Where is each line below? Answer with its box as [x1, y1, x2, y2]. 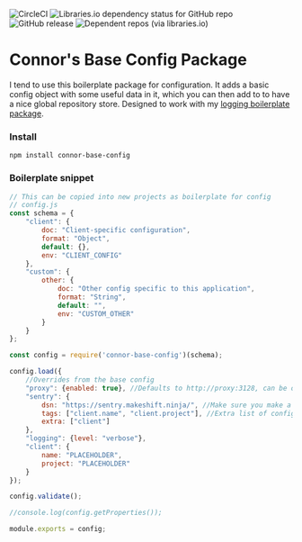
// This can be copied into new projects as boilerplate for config [9, 192, 271, 202]
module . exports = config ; [9, 525, 106, 534]
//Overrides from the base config [25, 375, 155, 384]
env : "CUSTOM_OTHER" [57, 309, 135, 319]
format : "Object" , [41, 234, 111, 243]
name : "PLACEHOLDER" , [41, 450, 123, 459]
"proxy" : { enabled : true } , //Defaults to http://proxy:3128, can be [25, 384, 288, 393]
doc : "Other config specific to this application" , [57, 285, 255, 294]
